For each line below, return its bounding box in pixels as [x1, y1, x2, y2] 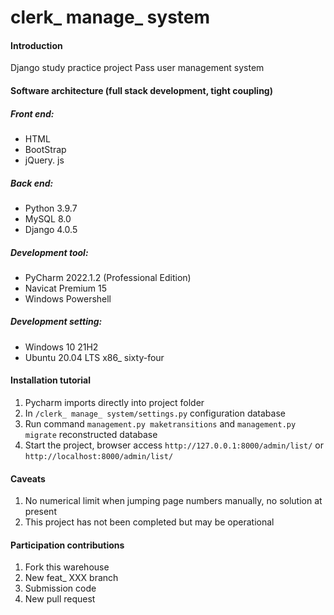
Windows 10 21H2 [24, 341, 99, 353]
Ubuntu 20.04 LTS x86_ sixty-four [24, 351, 165, 363]
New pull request [24, 593, 96, 605]
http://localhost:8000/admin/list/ [24, 452, 174, 462]
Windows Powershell [24, 292, 112, 305]
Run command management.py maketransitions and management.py [24, 418, 297, 430]
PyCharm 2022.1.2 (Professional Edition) [24, 271, 192, 283]
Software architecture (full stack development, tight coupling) [10, 84, 273, 96]
